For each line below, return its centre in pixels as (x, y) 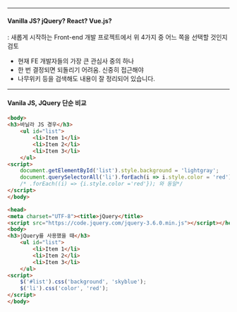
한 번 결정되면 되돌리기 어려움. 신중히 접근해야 (81, 70)
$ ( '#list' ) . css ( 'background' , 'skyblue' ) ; (83, 282)
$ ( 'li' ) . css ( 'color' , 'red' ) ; (65, 289)
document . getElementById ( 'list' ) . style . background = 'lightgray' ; (120, 171)
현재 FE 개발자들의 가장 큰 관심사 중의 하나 (75, 61)
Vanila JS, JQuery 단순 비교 (47, 102)
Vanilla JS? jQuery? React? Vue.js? (60, 20)
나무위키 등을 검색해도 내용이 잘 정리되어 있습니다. (86, 79)
